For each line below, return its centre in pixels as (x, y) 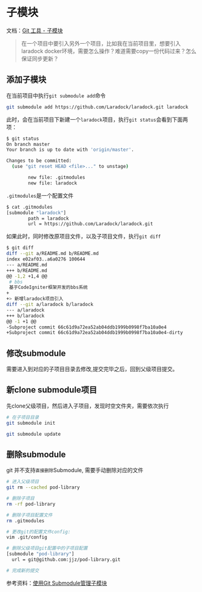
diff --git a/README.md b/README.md (52, 254)
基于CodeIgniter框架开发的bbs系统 (48, 287)
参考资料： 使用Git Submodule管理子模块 (57, 583)
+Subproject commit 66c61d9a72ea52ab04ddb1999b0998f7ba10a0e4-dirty (95, 333)
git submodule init (31, 423)
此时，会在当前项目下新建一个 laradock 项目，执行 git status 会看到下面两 (97, 119)
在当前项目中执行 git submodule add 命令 (56, 96)
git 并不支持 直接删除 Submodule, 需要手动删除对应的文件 (75, 470)
